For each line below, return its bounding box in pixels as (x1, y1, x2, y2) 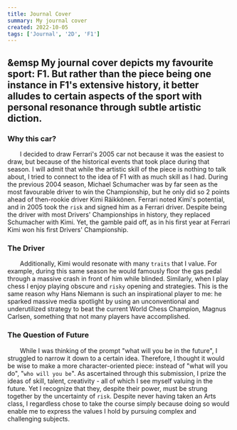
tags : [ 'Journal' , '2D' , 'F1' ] (7, 30, 100, 38)
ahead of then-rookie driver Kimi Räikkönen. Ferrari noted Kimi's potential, (7, 195, 226, 204)
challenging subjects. (7, 414, 70, 423)
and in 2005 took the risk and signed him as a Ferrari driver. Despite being (7, 202, 227, 211)
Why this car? (7, 133, 57, 143)
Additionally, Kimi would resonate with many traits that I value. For (20, 259, 218, 268)
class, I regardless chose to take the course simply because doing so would (7, 399, 230, 408)
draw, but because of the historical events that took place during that (7, 157, 210, 166)
